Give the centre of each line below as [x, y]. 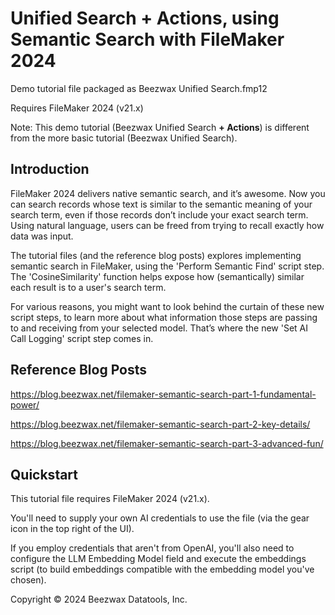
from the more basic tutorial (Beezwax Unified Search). [124, 138]
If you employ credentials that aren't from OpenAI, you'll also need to [152, 548]
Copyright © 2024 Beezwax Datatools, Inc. [99, 599]
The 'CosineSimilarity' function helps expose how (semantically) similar [157, 276]
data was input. [42, 236]
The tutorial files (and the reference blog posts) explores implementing [156, 255]
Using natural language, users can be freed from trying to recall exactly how [167, 225]
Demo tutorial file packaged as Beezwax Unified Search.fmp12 [139, 88]
